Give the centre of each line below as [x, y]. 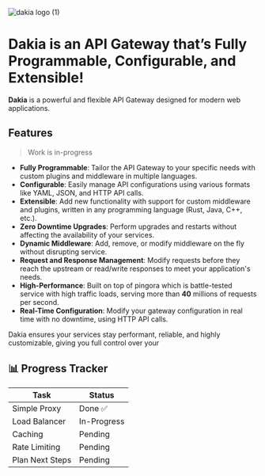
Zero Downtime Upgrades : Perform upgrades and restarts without [128, 227]
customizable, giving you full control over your [84, 343]
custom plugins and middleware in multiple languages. [108, 176]
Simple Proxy [37, 408]
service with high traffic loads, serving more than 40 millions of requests [138, 294]
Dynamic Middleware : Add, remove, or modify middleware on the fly [132, 243]
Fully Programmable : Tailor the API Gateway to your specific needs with [137, 167]
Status [102, 394]
